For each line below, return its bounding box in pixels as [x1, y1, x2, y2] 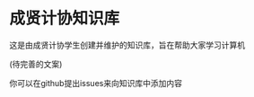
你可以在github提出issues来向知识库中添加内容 [9, 77, 182, 88]
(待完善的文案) [9, 58, 63, 69]
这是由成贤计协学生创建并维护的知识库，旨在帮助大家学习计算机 [9, 40, 245, 50]
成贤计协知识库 [9, 8, 120, 29]
